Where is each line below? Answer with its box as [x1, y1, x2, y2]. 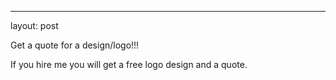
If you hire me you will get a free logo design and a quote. [10, 59, 248, 70]
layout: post [10, 20, 59, 31]
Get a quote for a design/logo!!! [10, 39, 140, 51]
